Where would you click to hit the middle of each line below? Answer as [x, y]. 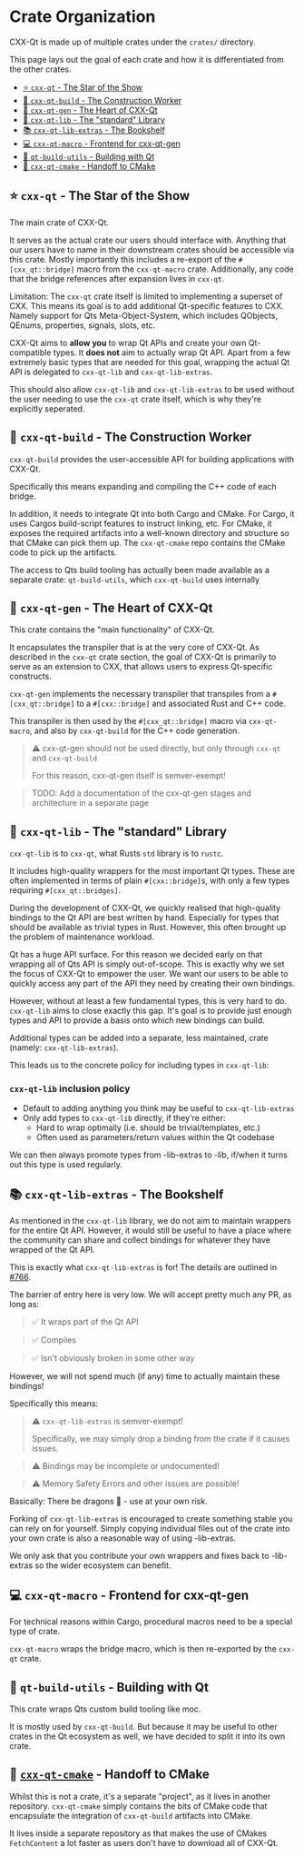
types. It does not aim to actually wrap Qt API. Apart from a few [172, 352]
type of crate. [35, 1632]
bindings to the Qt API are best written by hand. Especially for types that [144, 918]
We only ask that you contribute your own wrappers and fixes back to [139, 1556]
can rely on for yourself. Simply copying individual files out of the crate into [150, 1529]
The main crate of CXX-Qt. [59, 222]
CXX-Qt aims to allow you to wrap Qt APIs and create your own [128, 342]
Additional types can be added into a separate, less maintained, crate [139, 1038]
